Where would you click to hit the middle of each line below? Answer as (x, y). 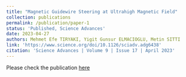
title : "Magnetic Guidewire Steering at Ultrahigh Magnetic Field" (92, 12)
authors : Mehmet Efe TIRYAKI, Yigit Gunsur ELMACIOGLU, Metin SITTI (93, 39)
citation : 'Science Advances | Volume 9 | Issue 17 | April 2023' (91, 51)
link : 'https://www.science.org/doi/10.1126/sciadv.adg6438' (84, 45)
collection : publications (38, 17)
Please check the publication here (48, 67)
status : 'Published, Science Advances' (56, 28)
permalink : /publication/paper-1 (48, 23)
